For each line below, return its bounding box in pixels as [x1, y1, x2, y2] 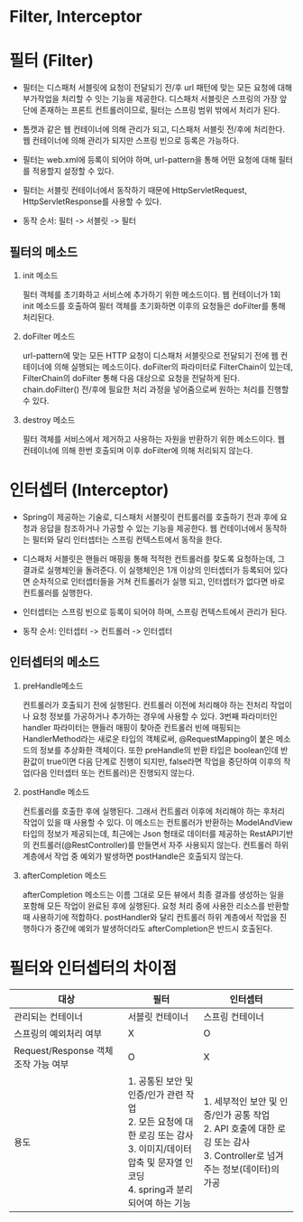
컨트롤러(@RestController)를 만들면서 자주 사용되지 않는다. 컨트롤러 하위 [32, 839, 289, 850]
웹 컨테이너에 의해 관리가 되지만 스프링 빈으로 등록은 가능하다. [22, 135, 240, 146]
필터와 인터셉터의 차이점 [9, 957, 178, 978]
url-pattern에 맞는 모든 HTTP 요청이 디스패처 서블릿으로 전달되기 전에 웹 [22, 350, 279, 360]
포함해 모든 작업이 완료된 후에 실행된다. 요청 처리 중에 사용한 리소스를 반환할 [22, 900, 290, 911]
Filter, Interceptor [9, 6, 142, 27]
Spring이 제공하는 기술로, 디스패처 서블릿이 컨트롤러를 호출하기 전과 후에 [22, 511, 279, 522]
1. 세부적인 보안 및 [203, 1095, 278, 1107]
